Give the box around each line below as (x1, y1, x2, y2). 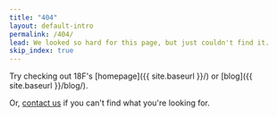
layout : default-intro (9, 21, 94, 30)
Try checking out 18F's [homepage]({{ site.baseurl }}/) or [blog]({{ (9, 71, 253, 81)
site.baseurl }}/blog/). (9, 80, 88, 91)
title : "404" (9, 13, 58, 22)
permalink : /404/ (9, 29, 74, 38)
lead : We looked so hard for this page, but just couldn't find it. (9, 38, 270, 47)
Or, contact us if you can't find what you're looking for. (9, 97, 210, 108)
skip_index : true (9, 46, 74, 55)
